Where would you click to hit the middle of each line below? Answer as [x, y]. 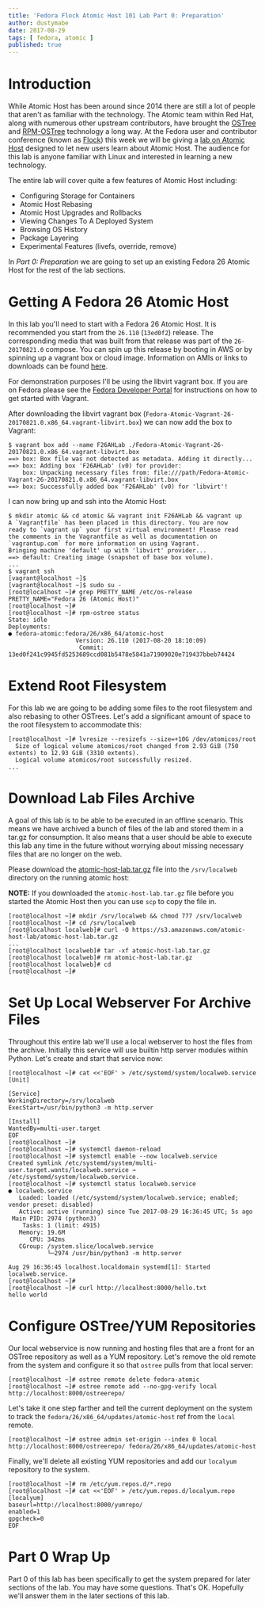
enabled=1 [25, 1512]
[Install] [25, 1121]
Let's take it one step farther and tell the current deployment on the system [131, 1408]
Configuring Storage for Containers [77, 196]
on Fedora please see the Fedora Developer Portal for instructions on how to [133, 390]
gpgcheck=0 [26, 1518]
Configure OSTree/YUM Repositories [132, 1326]
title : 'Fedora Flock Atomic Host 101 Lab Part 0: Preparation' [116, 15]
